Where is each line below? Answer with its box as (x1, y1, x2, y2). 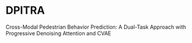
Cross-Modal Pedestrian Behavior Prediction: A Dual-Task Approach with (5, 23, 187, 30)
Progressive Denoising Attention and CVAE (5, 29, 112, 36)
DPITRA (5, 4, 46, 17)
